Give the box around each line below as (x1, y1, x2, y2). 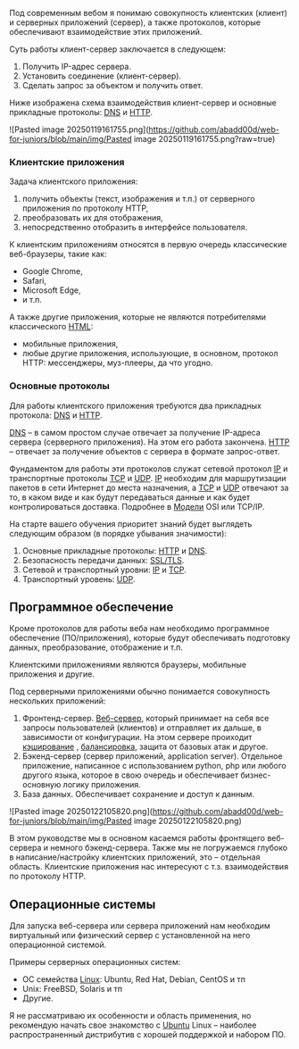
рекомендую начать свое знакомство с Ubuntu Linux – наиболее (9, 1020, 257, 1030)
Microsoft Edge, (21, 285, 82, 296)
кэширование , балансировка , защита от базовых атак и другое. (21, 741, 269, 753)
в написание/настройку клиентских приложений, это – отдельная (9, 852, 261, 862)
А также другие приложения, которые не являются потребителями (9, 312, 266, 322)
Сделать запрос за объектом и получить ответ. (21, 80, 203, 90)
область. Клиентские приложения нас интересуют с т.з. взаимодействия (9, 862, 288, 872)
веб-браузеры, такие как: (9, 249, 107, 260)
